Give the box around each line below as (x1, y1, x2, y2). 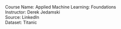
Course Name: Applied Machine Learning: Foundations (5, 4, 117, 10)
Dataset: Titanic (5, 19, 37, 25)
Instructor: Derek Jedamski (5, 9, 60, 15)
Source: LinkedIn (5, 14, 39, 20)
